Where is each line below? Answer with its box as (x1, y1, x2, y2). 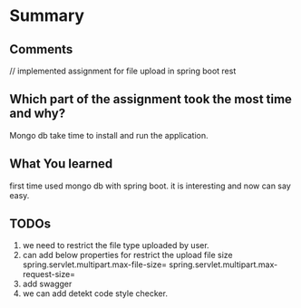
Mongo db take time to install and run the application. (9, 130, 209, 140)
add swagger (22, 278, 73, 290)
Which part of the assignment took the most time (9, 91, 293, 107)
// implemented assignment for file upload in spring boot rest (9, 65, 237, 76)
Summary (9, 5, 84, 26)
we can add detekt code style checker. (22, 288, 168, 299)
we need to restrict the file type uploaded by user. (22, 240, 210, 251)
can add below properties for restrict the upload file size (22, 250, 233, 261)
